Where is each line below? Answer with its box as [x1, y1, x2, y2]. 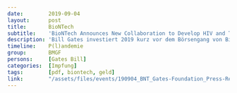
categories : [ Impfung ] [7, 62, 78, 69]
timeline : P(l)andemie [7, 43, 83, 50]
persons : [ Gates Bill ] [7, 56, 87, 63]
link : [7, 75, 23, 83]
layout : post [7, 17, 61, 24]
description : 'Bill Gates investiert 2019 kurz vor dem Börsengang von [7, 36, 222, 43]
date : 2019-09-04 [7, 10, 80, 17]
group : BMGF [7, 50, 61, 57]
